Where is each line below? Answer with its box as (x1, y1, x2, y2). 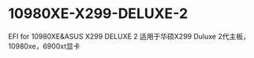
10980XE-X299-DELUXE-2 (8, 5, 189, 23)
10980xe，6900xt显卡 (8, 41, 80, 51)
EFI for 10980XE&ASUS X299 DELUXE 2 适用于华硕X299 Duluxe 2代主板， (8, 31, 250, 41)
